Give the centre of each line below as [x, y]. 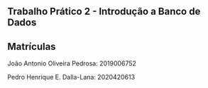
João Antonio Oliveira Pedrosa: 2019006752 [72, 63]
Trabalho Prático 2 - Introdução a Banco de [104, 12]
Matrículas [32, 46]
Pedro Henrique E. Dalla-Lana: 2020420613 [71, 77]
